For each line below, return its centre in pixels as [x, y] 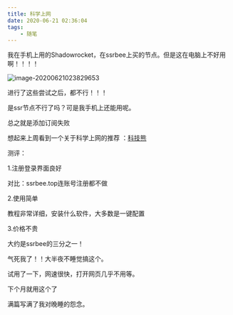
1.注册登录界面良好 [35, 169]
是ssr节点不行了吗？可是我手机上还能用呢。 [71, 108]
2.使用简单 [23, 198]
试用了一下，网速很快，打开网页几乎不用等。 [73, 274]
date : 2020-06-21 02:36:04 [47, 21]
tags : [15, 27]
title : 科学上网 [29, 14]
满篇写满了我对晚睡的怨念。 [48, 304]
